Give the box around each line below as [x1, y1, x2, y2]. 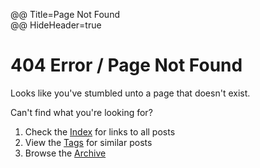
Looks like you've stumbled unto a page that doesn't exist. [10, 87, 251, 99]
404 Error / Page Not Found [10, 54, 243, 77]
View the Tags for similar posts [24, 136, 153, 148]
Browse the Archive [24, 147, 107, 159]
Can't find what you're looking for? [10, 106, 153, 118]
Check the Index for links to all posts [24, 125, 176, 138]
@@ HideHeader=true [10, 19, 102, 31]
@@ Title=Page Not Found [10, 9, 120, 20]
